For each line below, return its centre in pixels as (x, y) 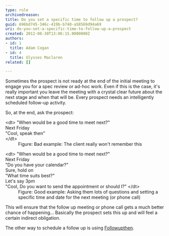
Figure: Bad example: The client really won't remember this (80, 144)
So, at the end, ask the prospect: (40, 113)
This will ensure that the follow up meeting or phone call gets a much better (85, 207)
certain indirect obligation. (33, 218)
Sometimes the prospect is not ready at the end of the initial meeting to (80, 81)
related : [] (18, 62)
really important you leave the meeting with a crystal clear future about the (84, 92)
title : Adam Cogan (30, 48)
